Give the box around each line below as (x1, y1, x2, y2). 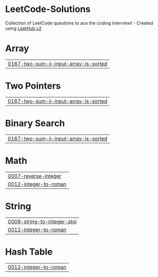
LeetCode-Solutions (5, 3, 91, 15)
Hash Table (5, 246, 53, 258)
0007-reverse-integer (7, 172, 61, 179)
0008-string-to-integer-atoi (7, 218, 77, 225)
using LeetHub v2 (5, 25, 42, 31)
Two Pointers (5, 80, 61, 92)
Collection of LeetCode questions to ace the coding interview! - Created (5, 20, 154, 26)
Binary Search (5, 118, 65, 129)
